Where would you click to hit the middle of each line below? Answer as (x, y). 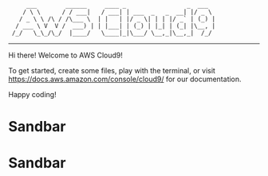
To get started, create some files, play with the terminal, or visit (112, 70)
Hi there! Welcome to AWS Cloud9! (66, 55)
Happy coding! (33, 94)
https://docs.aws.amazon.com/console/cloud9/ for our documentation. (125, 79)
